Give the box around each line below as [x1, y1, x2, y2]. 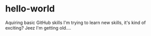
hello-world [5, 3, 55, 14]
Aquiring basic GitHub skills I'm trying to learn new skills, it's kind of [5, 19, 146, 25]
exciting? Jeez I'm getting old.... [5, 24, 71, 30]
